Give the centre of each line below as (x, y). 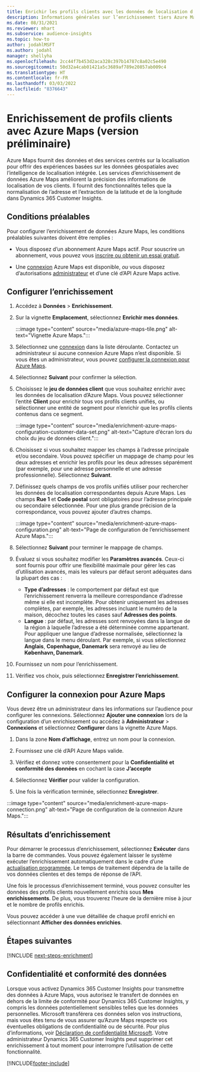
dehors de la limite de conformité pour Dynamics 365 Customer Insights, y (98, 1001)
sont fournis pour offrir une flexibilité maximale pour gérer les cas (96, 565)
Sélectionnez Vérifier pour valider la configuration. (77, 780)
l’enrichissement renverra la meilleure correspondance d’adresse (104, 596)
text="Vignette (33, 335)
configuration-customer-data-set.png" (63, 432)
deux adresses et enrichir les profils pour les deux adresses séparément (104, 463)
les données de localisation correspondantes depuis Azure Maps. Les (101, 493)
